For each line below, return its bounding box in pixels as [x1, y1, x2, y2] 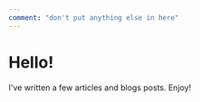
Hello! [8, 51, 54, 72]
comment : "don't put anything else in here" [8, 13, 179, 23]
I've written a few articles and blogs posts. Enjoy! [8, 82, 192, 93]
